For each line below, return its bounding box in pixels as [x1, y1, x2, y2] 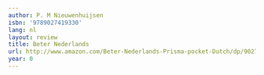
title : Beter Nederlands [8, 41, 90, 48]
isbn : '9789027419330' [8, 19, 82, 27]
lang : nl [8, 26, 37, 34]
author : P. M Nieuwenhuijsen [8, 11, 104, 20]
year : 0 [8, 55, 34, 63]
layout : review [8, 33, 58, 41]
